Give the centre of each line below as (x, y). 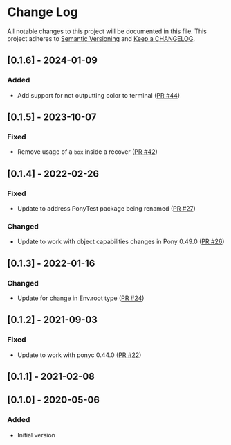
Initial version (36, 435)
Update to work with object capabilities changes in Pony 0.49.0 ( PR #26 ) (121, 242)
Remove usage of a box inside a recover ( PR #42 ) (87, 152)
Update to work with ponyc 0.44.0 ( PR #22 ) (79, 355)
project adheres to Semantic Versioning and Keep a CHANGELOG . (101, 38)
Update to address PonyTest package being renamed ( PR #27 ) (106, 208)
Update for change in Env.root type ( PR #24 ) (81, 298)
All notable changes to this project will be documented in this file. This (107, 31)
